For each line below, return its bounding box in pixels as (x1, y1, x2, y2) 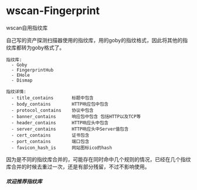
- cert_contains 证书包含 (11, 132, 90, 138)
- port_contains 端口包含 (11, 138, 90, 144)
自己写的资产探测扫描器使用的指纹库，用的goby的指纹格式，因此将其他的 (6, 36, 183, 43)
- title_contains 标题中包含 (11, 95, 94, 101)
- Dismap (11, 77, 33, 83)
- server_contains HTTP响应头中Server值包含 (11, 126, 129, 132)
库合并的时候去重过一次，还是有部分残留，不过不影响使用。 (6, 163, 150, 170)
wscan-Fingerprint (6, 4, 100, 18)
